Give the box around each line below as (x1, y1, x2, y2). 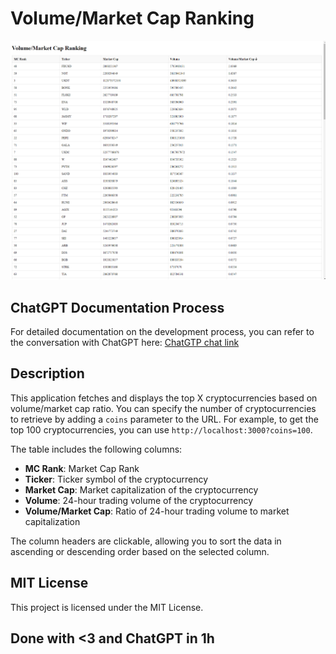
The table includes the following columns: (10, 443, 183, 455)
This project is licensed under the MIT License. (10, 601, 204, 613)
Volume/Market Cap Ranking (10, 7, 255, 30)
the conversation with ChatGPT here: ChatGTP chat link (10, 337, 240, 349)
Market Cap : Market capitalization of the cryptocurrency (24, 483, 259, 496)
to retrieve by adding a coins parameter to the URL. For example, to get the (10, 413, 319, 425)
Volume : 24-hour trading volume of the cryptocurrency (24, 494, 254, 506)
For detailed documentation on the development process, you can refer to (10, 326, 315, 338)
